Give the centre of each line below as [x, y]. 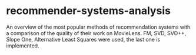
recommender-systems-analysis [88, 11]
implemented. [23, 46]
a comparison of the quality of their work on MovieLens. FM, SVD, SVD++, [96, 33]
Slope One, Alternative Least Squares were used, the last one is [83, 39]
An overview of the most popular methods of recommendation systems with [98, 27]
